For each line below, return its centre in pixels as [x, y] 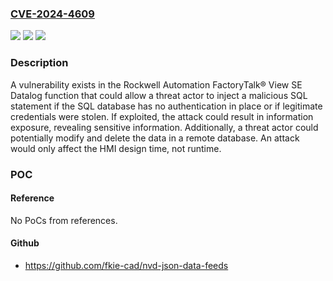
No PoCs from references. [64, 220]
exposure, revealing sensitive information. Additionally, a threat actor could [164, 127]
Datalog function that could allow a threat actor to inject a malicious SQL [159, 95]
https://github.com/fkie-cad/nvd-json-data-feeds [126, 265]
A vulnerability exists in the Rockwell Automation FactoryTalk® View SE [156, 84]
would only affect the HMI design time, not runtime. [116, 148]
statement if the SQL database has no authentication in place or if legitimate [166, 106]
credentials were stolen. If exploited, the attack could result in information [162, 116]
